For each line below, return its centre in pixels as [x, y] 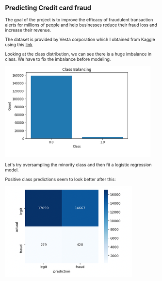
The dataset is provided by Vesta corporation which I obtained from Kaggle [80, 39]
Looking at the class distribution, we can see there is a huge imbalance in [78, 54]
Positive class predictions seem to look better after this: [61, 179]
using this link [19, 44]
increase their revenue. [28, 30]
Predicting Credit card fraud [48, 8]
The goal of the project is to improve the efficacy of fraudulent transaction [79, 19]
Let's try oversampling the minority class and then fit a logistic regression [78, 165]
